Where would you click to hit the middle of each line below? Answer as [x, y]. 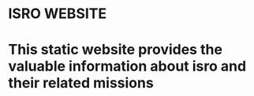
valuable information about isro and [127, 66]
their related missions [81, 83]
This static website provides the [116, 50]
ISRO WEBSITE [58, 14]
